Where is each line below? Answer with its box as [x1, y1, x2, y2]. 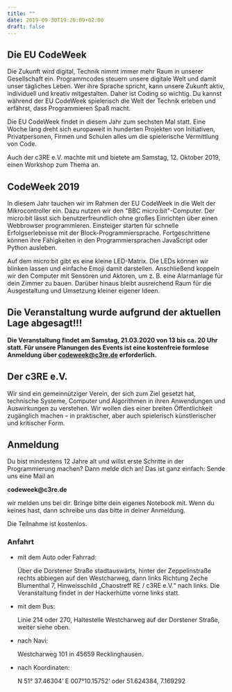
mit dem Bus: [17, 602, 56, 610]
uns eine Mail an [7, 472, 54, 480]
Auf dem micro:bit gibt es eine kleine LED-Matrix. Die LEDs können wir [7, 257, 209, 265]
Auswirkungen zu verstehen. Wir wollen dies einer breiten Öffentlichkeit [7, 404, 213, 412]
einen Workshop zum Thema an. [7, 160, 101, 169]
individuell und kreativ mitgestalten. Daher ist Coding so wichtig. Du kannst [7, 90, 222, 98]
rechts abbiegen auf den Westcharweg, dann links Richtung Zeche [17, 574, 208, 582]
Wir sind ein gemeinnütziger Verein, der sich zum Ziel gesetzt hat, [7, 389, 196, 397]
